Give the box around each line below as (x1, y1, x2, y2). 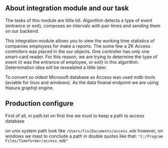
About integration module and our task (5, 4, 129, 13)
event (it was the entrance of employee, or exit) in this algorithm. (5, 59, 139, 65)
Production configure (5, 99, 74, 108)
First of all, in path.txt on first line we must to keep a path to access (5, 112, 145, 118)
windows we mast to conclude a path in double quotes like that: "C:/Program (5, 133, 163, 139)
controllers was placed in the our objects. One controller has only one (5, 48, 150, 54)
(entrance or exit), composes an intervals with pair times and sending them (5, 23, 161, 29)
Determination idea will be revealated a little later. (5, 64, 107, 70)
